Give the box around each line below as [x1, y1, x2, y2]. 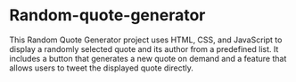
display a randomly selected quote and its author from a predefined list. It [9, 43, 279, 54]
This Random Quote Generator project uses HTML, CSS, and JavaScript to [9, 34, 283, 45]
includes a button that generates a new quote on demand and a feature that [9, 53, 287, 63]
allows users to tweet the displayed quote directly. [9, 63, 194, 73]
